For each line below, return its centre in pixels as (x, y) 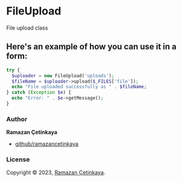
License (18, 160)
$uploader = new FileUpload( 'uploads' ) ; (63, 76)
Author (17, 119)
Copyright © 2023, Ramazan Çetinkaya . (56, 172)
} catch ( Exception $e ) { (39, 93)
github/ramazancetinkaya (47, 144)
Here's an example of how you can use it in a (91, 47)
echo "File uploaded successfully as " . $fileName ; (79, 87)
